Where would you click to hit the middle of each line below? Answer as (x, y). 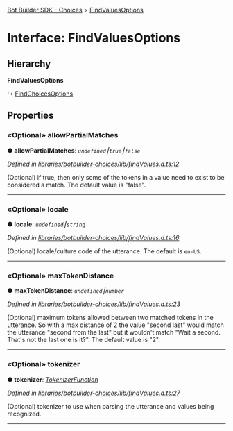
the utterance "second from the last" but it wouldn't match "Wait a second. (114, 332)
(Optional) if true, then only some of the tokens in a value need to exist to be (116, 177)
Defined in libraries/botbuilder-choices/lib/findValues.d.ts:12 (93, 164)
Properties (31, 116)
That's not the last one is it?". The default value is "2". (84, 340)
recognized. (24, 414)
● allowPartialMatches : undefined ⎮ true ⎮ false (74, 150)
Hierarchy (29, 64)
